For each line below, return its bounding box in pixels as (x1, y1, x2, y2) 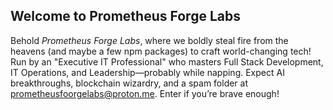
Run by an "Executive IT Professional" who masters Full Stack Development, (10, 55, 324, 68)
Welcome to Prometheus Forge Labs (10, 8, 241, 25)
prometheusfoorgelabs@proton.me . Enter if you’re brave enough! (10, 87, 280, 99)
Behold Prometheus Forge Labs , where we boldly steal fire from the (10, 34, 289, 46)
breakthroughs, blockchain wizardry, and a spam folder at (10, 77, 249, 89)
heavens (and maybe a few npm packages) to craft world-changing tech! (10, 45, 312, 57)
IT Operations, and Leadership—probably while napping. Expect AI (10, 66, 285, 78)
